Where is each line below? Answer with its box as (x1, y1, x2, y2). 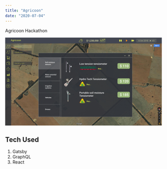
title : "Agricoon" (5, 8, 43, 13)
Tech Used (5, 135, 39, 144)
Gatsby (12, 149, 27, 155)
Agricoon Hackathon (5, 27, 48, 33)
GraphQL (12, 154, 31, 160)
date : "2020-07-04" (5, 13, 46, 18)
